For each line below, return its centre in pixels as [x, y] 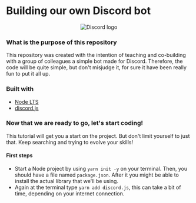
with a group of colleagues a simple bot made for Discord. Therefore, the [94, 61]
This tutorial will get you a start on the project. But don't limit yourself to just [98, 136]
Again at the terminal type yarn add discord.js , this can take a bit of [98, 187]
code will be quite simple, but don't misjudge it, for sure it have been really [97, 67]
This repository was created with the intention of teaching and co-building [96, 55]
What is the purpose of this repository [62, 42]
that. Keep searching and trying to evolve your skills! [70, 142]
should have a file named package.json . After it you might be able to [97, 175]
